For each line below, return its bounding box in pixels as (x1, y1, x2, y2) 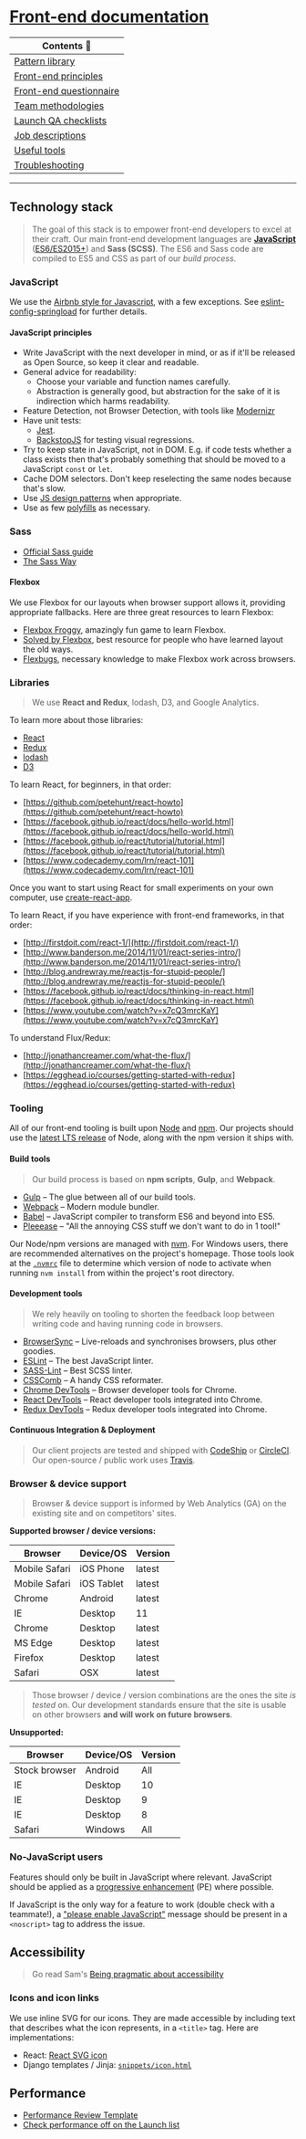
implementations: (9, 2031, 75, 2042)
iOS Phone (79, 1563, 125, 1576)
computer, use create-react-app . (9, 892, 133, 903)
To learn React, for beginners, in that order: (9, 779, 171, 791)
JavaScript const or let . (22, 464, 113, 475)
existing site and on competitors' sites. (31, 1508, 178, 1519)
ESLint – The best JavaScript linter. (22, 1355, 154, 1366)
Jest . (36, 425, 56, 435)
